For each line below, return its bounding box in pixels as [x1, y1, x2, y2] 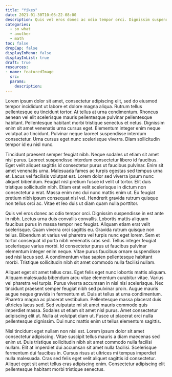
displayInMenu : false [5, 50, 52, 55]
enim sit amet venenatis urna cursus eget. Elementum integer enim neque [5, 125, 161, 131]
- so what [10, 27, 31, 32]
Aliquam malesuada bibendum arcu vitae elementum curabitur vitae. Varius [5, 275, 164, 281]
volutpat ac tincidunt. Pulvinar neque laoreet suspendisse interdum [5, 130, 146, 136]
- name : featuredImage [5, 70, 54, 75]
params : [10, 79, 27, 84]
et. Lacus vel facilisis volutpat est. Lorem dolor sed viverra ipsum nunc [5, 173, 154, 179]
